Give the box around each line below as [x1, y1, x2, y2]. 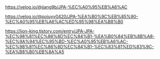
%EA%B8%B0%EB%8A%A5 [5, 49, 64, 55]
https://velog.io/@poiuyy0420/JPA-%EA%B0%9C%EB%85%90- [5, 14, 139, 19]
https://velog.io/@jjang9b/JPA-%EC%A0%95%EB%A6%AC [5, 4, 128, 10]
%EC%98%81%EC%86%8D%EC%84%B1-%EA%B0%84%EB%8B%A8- [5, 34, 155, 39]
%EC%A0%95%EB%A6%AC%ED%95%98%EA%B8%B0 [5, 19, 124, 24]
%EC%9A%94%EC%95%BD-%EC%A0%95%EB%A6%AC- [5, 39, 128, 44]
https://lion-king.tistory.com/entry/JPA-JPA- [5, 28, 95, 34]
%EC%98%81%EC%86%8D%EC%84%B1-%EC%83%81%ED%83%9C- [5, 44, 155, 49]
